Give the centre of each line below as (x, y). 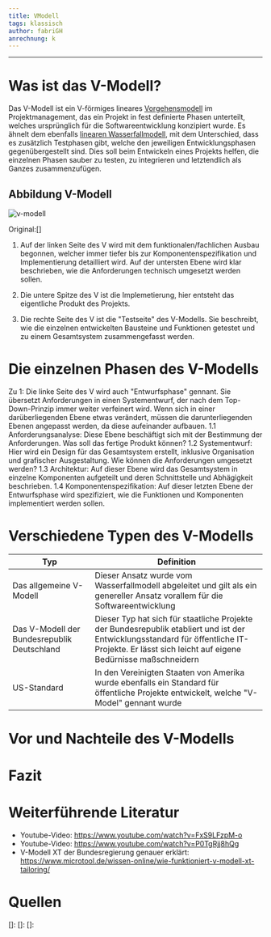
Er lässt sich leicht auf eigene (186, 649)
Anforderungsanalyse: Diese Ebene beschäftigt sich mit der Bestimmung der (135, 435)
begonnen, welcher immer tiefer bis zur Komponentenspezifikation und (138, 253)
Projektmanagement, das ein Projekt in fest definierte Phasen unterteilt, (127, 117)
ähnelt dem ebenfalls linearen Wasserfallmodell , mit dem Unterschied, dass (134, 134)
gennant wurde (153, 702)
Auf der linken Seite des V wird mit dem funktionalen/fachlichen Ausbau (140, 245)
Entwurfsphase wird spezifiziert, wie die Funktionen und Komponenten (126, 494)
